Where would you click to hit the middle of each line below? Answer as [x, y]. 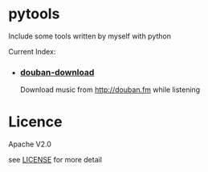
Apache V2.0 [30, 144]
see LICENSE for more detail [55, 160]
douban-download [57, 72]
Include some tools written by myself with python [90, 36]
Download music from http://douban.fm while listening [110, 90]
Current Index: [32, 51]
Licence [35, 122]
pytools [34, 14]
